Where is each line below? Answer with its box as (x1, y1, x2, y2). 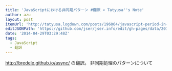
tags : (5, 36, 17, 41)
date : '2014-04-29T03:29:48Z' (5, 31, 70, 36)
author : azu (5, 12, 31, 17)
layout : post (5, 17, 33, 22)
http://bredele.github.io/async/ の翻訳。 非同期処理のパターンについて (5, 59, 153, 66)
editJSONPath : (5, 26, 36, 31)
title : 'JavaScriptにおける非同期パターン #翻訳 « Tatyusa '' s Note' (5, 7, 144, 13)
